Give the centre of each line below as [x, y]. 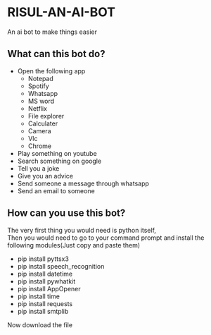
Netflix [38, 108]
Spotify [38, 86]
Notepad [41, 78]
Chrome [39, 146]
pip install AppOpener [49, 288]
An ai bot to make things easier [52, 32]
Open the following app [51, 71]
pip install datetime [45, 274]
